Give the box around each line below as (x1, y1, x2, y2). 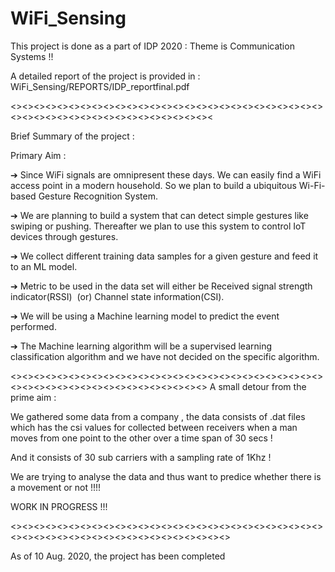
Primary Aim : (10, 149, 67, 161)
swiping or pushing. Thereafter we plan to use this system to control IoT (10, 220, 307, 232)
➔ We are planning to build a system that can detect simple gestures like (10, 209, 309, 221)
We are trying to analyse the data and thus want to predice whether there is (10, 470, 322, 482)
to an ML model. (10, 260, 78, 272)
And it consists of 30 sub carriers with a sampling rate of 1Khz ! (10, 451, 272, 463)
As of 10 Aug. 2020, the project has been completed (10, 550, 226, 562)
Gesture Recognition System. (38, 190, 158, 202)
